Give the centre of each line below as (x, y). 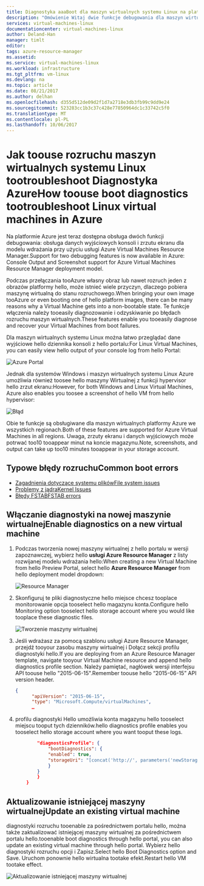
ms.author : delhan (29, 97)
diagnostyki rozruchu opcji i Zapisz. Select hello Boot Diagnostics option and (101, 852)
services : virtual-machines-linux (50, 23)
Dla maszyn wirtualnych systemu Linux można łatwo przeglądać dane (93, 337)
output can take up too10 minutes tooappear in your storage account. (93, 449)
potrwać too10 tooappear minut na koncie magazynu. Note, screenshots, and (102, 443)
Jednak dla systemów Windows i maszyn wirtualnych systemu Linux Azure (100, 374)
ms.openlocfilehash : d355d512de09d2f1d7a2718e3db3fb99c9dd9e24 (88, 102)
